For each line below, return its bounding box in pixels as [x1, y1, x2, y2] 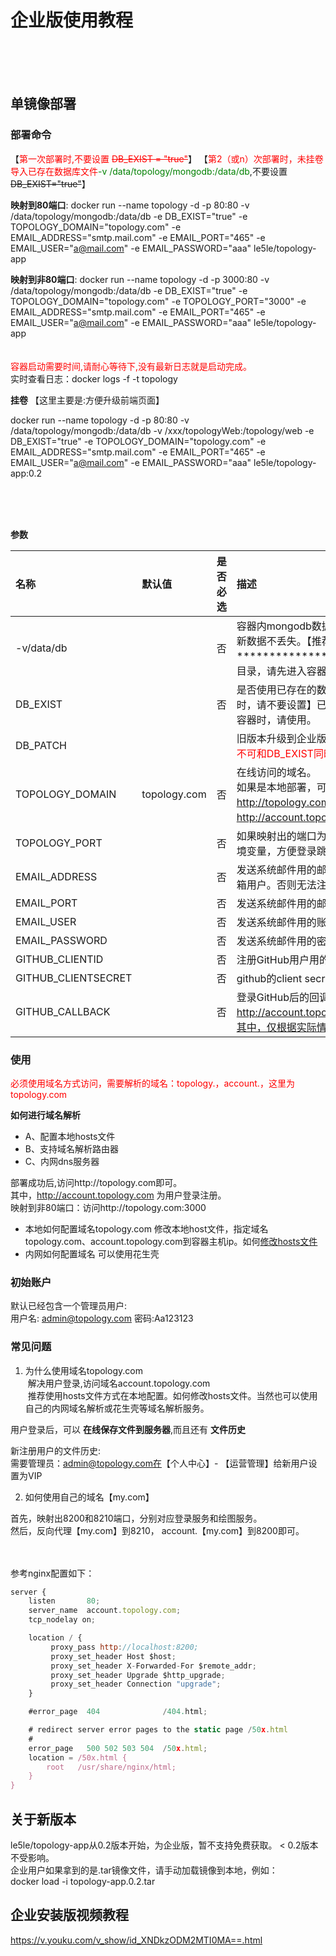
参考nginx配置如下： [10, 1567, 95, 1579]
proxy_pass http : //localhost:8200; [50, 1642, 199, 1652]
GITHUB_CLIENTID [15, 952, 104, 966]
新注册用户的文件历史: [10, 1444, 102, 1456]
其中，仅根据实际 [236, 1020, 317, 1034]
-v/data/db [15, 641, 68, 655]
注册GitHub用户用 [236, 952, 320, 966]
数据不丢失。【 [246, 634, 312, 648]
